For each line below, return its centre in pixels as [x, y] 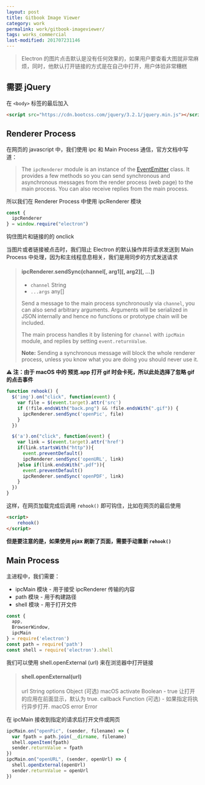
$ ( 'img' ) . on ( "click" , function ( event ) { [64, 397]
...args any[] [47, 291]
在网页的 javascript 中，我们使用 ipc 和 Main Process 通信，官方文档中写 [98, 149]
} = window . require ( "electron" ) [47, 224]
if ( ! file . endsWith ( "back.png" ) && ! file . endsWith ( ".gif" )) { [98, 408]
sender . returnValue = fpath [48, 748]
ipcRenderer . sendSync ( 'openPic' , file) [73, 414]
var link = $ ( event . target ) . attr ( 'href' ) [70, 442]
